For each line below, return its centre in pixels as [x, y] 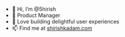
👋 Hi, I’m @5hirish [34, 9]
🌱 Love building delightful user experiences [66, 21]
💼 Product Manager [36, 15]
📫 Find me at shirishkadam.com [52, 28]
